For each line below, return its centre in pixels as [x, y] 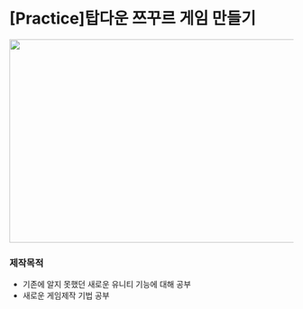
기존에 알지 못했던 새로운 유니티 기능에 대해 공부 [106, 285]
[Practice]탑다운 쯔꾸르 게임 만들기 [133, 19]
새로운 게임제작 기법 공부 [66, 295]
